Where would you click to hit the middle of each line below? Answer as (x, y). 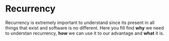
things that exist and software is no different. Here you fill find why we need (84, 27)
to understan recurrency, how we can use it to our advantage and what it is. (85, 33)
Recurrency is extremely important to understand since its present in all (80, 22)
